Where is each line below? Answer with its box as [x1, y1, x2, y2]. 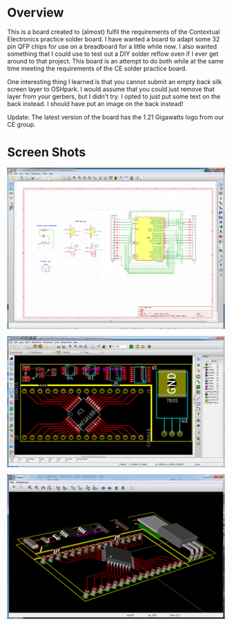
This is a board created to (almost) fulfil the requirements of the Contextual [7, 28, 220, 36]
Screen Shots [7, 145, 86, 160]
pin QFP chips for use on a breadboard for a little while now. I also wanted [7, 42, 217, 50]
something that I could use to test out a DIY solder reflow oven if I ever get [7, 50, 219, 58]
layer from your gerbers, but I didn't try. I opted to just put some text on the [7, 92, 221, 101]
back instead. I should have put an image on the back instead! [7, 99, 184, 108]
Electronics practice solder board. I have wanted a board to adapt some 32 [7, 34, 220, 43]
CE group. [7, 120, 36, 128]
